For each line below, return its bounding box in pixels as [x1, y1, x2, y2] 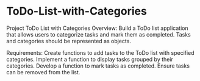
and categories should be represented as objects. [6, 37, 131, 44]
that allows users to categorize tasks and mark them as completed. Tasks [6, 30, 191, 38]
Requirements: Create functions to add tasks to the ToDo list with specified [6, 49, 195, 56]
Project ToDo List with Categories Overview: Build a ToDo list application [6, 24, 188, 32]
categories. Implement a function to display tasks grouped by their [6, 55, 174, 63]
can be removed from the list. [6, 68, 80, 76]
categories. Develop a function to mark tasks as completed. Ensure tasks [6, 62, 190, 69]
